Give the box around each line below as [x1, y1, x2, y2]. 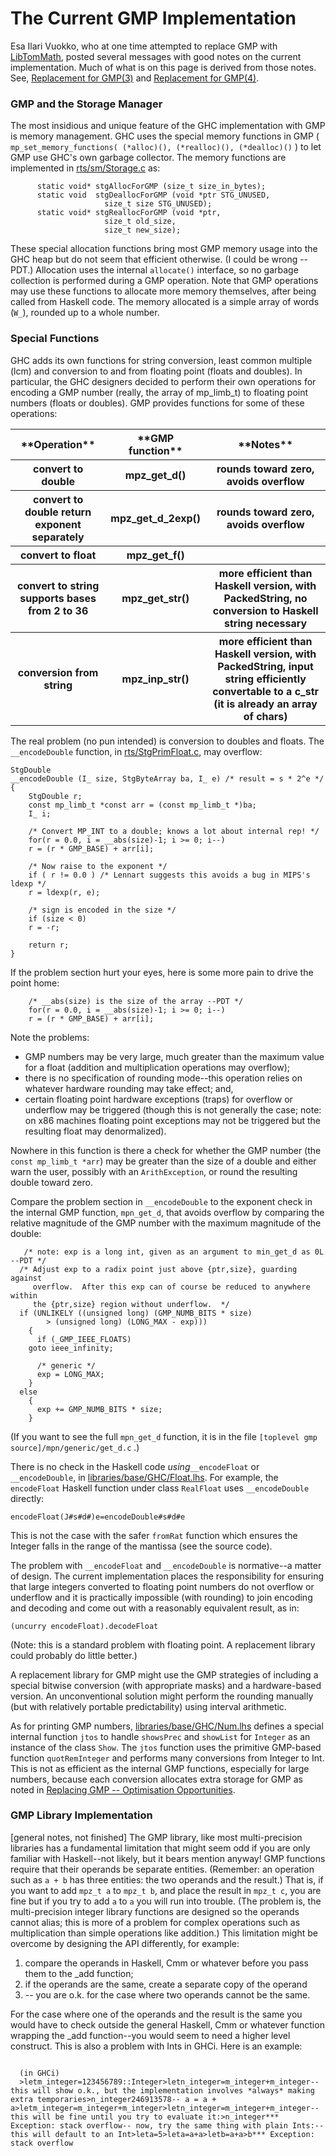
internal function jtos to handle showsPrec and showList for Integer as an [10, 1730, 311, 1742]
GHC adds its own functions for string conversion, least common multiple [10, 354, 313, 366]
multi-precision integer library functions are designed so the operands [10, 1905, 300, 1917]
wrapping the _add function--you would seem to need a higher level [10, 2029, 291, 2041]
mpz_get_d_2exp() [110, 511, 202, 525]
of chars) [243, 709, 288, 723]
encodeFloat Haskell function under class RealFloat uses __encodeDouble [10, 1482, 310, 1494]
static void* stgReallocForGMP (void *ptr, [36, 208, 222, 218]
